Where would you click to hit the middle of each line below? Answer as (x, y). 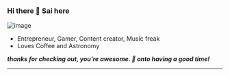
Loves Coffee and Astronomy (58, 46)
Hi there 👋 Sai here (38, 11)
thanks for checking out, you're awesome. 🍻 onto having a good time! (108, 59)
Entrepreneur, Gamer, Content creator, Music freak (88, 39)
